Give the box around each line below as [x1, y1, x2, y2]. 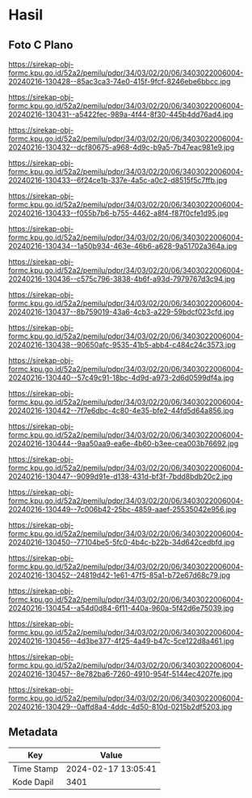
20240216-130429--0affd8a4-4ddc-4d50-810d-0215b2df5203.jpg [8, 702, 233, 711]
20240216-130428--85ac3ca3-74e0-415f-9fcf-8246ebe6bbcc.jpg [8, 77, 231, 86]
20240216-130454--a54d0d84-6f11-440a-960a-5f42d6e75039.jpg [8, 604, 234, 612]
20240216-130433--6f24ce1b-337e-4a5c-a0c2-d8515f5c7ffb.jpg [8, 176, 228, 185]
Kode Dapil [12, 776, 54, 787]
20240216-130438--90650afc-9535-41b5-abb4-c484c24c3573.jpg [8, 340, 237, 349]
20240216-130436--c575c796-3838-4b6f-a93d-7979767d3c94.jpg [8, 274, 236, 284]
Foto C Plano [8, 38, 73, 52]
